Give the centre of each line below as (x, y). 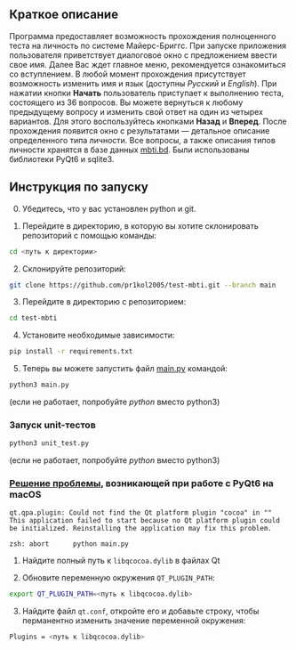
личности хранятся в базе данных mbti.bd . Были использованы (130, 150)
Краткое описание (64, 15)
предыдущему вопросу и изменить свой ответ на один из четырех (136, 111)
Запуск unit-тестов (52, 425)
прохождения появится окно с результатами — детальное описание (140, 130)
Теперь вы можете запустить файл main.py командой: (125, 369)
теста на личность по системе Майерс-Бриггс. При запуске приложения (148, 45)
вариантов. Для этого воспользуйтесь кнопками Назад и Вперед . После (148, 121)
